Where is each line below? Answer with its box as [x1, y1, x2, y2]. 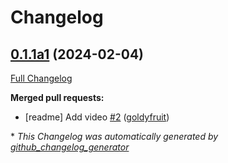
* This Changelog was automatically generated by [10, 131, 219, 142]
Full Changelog [10, 72, 73, 84]
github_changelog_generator [10, 141, 130, 153]
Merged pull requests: [10, 92, 105, 103]
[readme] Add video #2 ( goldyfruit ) [24, 111, 170, 123]
